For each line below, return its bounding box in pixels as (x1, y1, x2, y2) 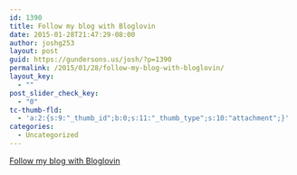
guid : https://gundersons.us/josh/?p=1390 (9, 55, 172, 64)
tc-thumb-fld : (9, 106, 63, 115)
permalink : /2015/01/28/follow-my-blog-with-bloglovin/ (9, 64, 225, 73)
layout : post (9, 47, 59, 56)
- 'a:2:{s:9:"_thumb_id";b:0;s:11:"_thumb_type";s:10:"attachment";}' (17, 114, 290, 123)
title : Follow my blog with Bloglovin (9, 22, 156, 31)
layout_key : (9, 72, 54, 81)
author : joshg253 (9, 38, 75, 48)
